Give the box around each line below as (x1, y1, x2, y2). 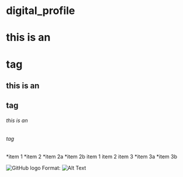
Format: (42, 165, 61, 172)
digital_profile (6, 4, 75, 18)
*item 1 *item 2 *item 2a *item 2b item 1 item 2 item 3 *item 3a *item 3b (6, 153, 177, 160)
